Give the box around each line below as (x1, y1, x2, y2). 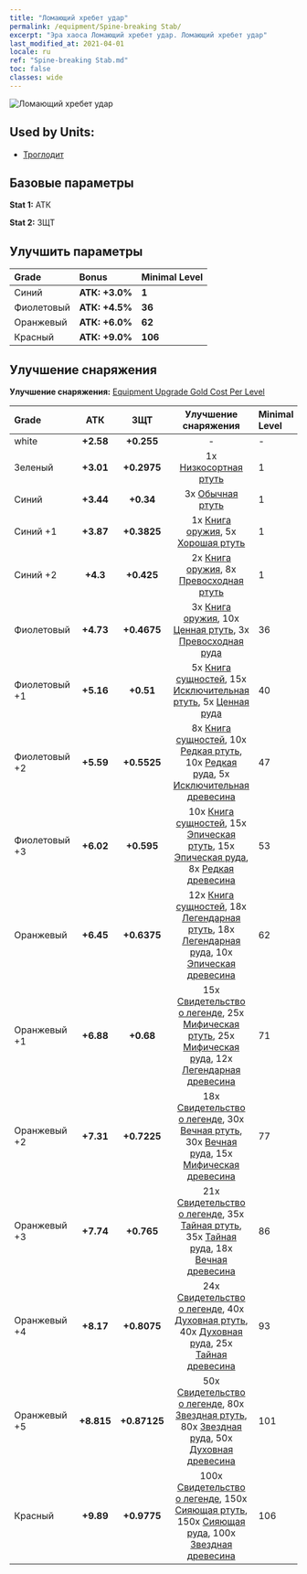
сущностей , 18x (175, 900, 247, 913)
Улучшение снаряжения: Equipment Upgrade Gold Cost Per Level (9, 386, 265, 397)
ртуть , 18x (187, 923, 235, 936)
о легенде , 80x (177, 1397, 245, 1409)
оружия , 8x (185, 563, 237, 575)
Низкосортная (179, 461, 244, 474)
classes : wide (9, 73, 64, 82)
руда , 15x (189, 1147, 233, 1160)
